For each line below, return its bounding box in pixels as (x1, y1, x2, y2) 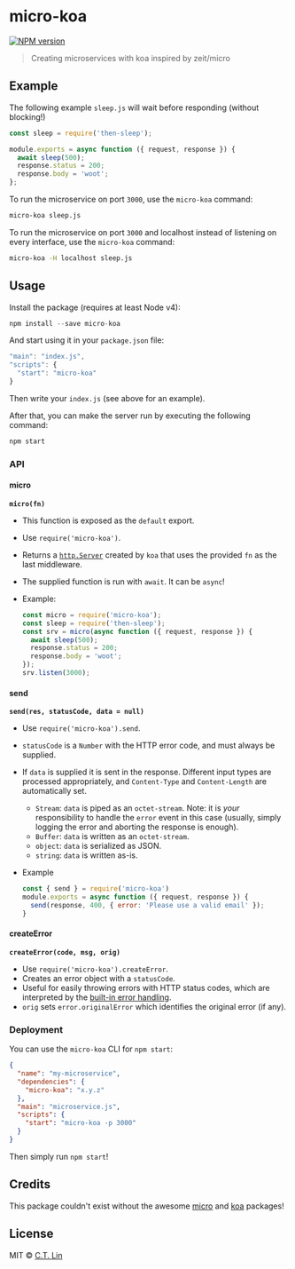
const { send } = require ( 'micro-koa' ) (21, 884, 170, 893)
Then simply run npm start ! (9, 1151, 109, 1162)
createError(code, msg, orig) (9, 948, 121, 956)
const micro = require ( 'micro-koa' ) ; (21, 610, 162, 619)
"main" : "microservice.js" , (17, 1102, 121, 1111)
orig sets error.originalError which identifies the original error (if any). (21, 1001, 286, 1011)
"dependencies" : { (17, 1077, 86, 1086)
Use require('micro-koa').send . (21, 723, 141, 734)
